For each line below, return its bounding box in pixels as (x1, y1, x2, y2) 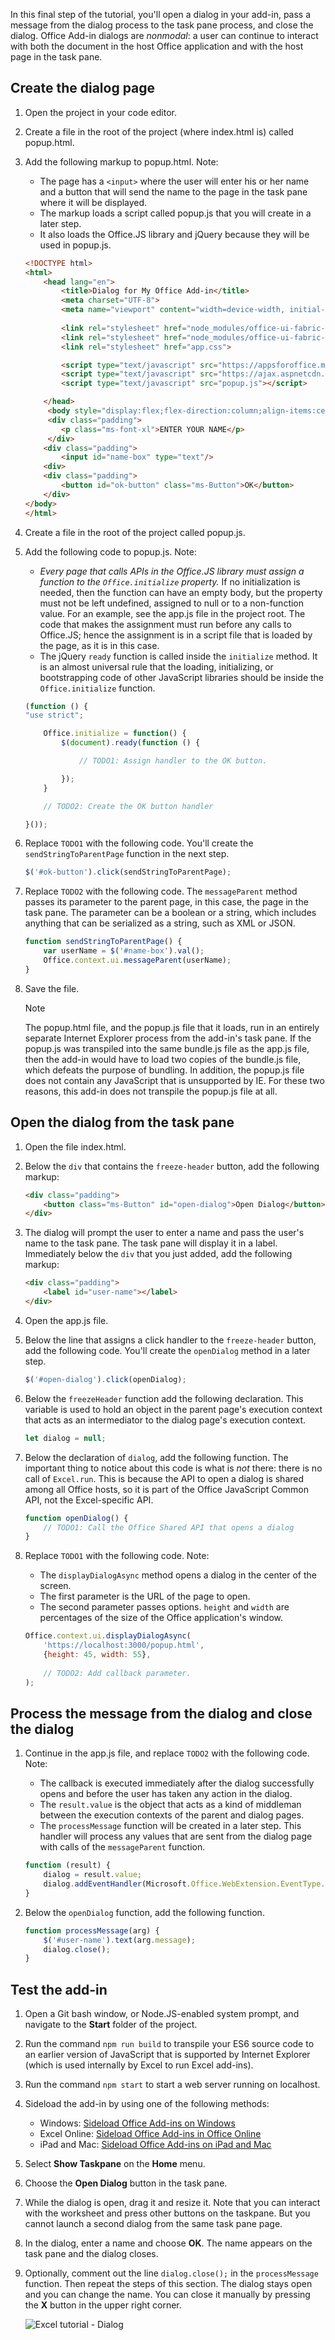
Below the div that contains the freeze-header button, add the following (24, 1160, 320, 1172)
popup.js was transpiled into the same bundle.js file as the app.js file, (24, 1042, 310, 1054)
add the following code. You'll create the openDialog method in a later (24, 1344, 311, 1356)
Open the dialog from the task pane (10, 1114, 235, 1131)
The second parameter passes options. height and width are (39, 1601, 290, 1613)
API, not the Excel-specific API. (24, 1494, 154, 1506)
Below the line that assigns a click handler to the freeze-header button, (24, 1334, 317, 1346)
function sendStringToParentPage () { (24, 937, 183, 947)
